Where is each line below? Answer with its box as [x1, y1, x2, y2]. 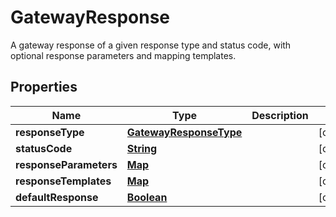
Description [251, 108, 309, 122]
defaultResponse [15, 190, 99, 204]
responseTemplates [15, 174, 112, 188]
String [126, 141, 158, 155]
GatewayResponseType [126, 125, 243, 139]
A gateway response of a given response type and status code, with [10, 39, 292, 51]
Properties [10, 79, 78, 96]
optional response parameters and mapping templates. [10, 49, 237, 61]
